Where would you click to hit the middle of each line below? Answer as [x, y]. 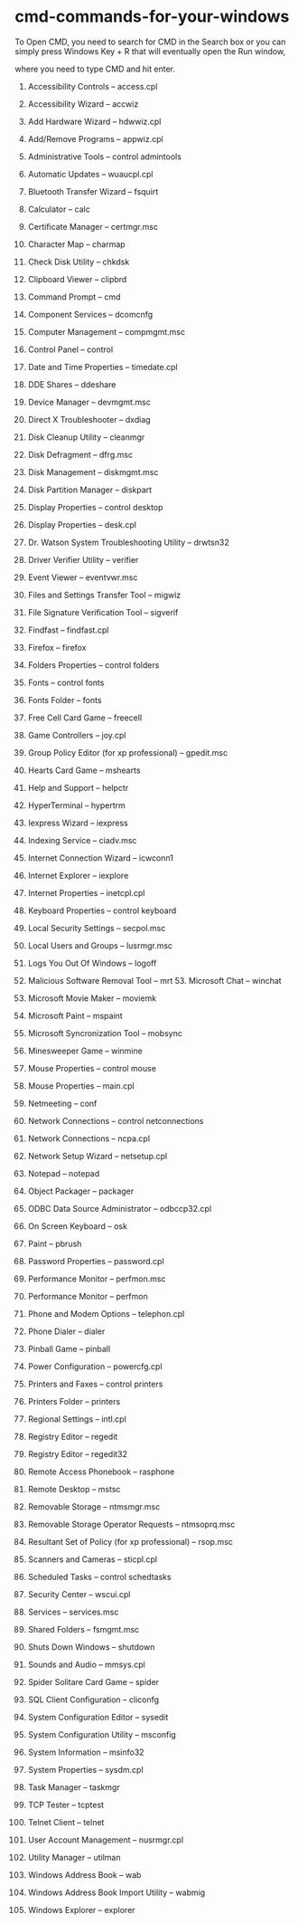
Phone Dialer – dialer [66, 1331]
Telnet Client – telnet [66, 1822]
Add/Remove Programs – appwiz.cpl [95, 138]
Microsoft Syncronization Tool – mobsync [105, 1033]
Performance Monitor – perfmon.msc [97, 1279]
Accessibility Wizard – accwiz [83, 104]
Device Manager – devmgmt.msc [89, 402]
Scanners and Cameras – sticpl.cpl [92, 1559]
